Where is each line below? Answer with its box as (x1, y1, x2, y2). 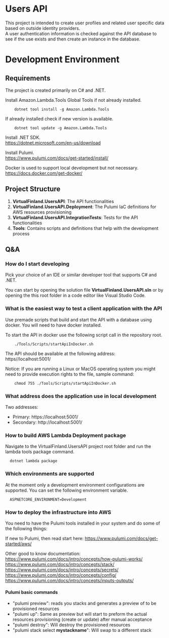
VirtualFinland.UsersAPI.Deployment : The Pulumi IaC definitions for (12, 204, 156, 210)
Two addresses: (5, 404, 39, 410)
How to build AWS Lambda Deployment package (5, 431, 126, 438)
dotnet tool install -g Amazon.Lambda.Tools (14, 107, 109, 112)
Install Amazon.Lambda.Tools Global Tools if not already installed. (5, 97, 142, 103)
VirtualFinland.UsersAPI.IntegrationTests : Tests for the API (12, 214, 138, 220)
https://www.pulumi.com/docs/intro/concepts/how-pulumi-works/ (5, 555, 143, 562)
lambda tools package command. (5, 449, 75, 455)
